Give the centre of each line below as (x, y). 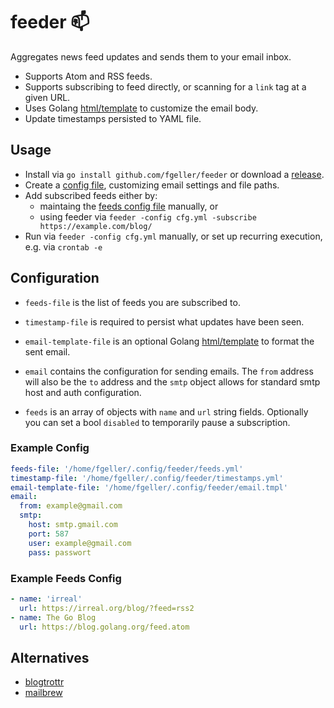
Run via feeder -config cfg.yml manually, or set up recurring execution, (173, 236)
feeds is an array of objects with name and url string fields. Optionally (166, 411)
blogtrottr (44, 682)
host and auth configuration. (83, 392)
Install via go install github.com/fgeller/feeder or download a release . (174, 174)
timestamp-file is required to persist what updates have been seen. (164, 321)
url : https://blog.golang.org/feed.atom (104, 627)
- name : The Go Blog (53, 617)
